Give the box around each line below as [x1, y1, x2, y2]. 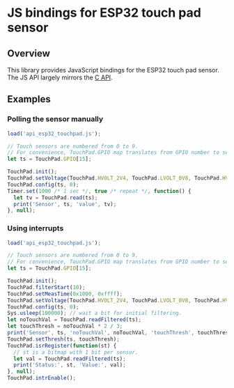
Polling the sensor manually [7, 114, 104, 124]
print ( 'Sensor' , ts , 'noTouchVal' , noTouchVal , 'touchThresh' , [7, 329, 195, 336]
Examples [7, 93, 51, 105]
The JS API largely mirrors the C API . [7, 73, 113, 82]
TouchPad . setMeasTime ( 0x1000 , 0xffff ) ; [7, 290, 123, 297]
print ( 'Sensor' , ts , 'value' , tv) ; [13, 201, 117, 208]
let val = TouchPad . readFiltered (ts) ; [13, 355, 127, 362]
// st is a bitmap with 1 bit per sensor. [13, 348, 139, 356]
